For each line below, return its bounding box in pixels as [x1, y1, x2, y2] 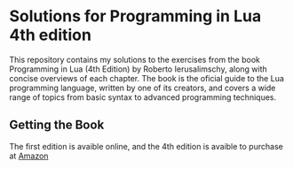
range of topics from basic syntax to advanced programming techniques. [9, 91, 277, 103]
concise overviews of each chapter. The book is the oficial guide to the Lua [9, 73, 284, 83]
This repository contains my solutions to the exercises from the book [9, 54, 260, 65]
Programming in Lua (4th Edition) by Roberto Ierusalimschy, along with [9, 64, 268, 74]
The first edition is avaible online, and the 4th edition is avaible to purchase [9, 141, 284, 151]
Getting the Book [9, 118, 105, 133]
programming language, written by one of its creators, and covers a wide [9, 82, 276, 93]
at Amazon [9, 150, 49, 161]
